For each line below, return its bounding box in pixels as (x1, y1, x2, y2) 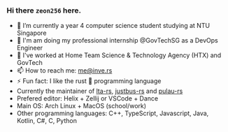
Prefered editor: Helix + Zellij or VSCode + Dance (16, 94, 159, 103)
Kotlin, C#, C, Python (16, 117, 78, 125)
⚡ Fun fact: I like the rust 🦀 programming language (16, 77, 162, 85)
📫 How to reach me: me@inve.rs (16, 66, 113, 75)
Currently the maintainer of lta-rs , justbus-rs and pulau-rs (16, 87, 183, 96)
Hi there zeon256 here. (6, 6, 82, 15)
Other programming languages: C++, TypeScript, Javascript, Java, (16, 109, 209, 117)
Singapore (16, 29, 47, 37)
